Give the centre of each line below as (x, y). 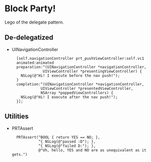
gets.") (19, 154)
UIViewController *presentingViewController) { (92, 71)
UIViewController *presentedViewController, (87, 88)
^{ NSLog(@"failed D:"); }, (67, 146)
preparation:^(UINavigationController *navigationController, (81, 67)
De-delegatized (29, 38)
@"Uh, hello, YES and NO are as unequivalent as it (92, 150)
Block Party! (30, 9)
